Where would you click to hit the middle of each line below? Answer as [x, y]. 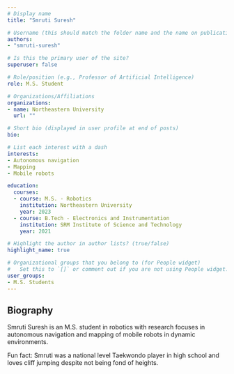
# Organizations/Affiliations [51, 96]
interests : [23, 154]
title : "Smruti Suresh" [42, 20]
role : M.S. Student [36, 84]
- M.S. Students [31, 282]
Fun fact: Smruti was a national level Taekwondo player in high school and [113, 355]
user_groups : [26, 276]
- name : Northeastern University [56, 109]
